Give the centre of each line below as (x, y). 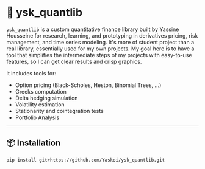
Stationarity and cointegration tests (59, 111)
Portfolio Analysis (37, 117)
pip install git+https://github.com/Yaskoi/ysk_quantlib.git (86, 160)
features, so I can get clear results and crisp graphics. (74, 61)
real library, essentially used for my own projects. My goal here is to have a (100, 49)
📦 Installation (34, 143)
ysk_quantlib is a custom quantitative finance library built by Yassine (93, 29)
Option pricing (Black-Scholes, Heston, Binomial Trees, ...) (88, 85)
